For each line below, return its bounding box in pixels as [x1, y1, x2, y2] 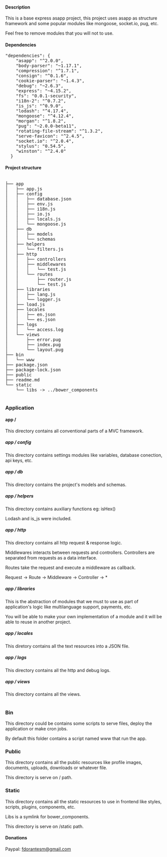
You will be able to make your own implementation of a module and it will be [5, 613, 162, 619]
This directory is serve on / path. [5, 775, 73, 781]
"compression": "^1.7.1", [16, 68, 80, 74]
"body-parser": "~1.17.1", [16, 63, 82, 69]
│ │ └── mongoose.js [5, 221, 66, 227]
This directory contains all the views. [5, 691, 81, 697]
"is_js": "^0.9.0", [16, 103, 64, 109]
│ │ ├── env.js [5, 201, 53, 207]
